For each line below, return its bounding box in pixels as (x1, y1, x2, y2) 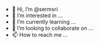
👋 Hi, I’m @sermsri (11, 6, 58, 12)
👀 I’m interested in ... (11, 12, 63, 19)
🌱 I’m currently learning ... (11, 18, 76, 25)
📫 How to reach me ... (11, 32, 68, 38)
